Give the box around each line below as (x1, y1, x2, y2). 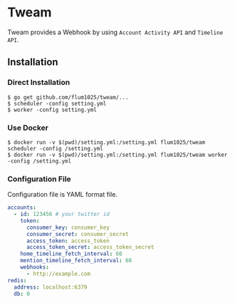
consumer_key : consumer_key (26, 224, 110, 231)
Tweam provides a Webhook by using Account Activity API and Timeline (7, 28, 224, 36)
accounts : (7, 204, 37, 211)
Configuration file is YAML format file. (7, 190, 117, 199)
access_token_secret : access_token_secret (26, 244, 155, 251)
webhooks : (20, 264, 50, 271)
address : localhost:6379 (14, 283, 88, 291)
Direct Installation (7, 78, 70, 88)
